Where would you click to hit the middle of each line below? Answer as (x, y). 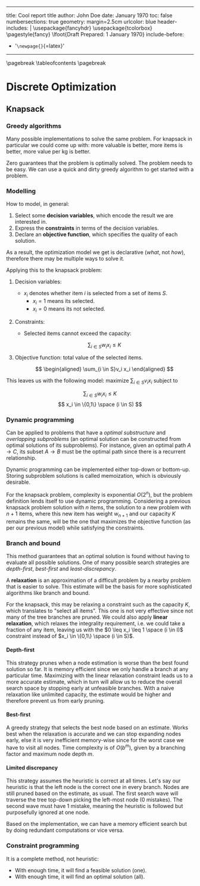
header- (167, 22)
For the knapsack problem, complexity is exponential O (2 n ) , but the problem (99, 494)
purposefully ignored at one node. (48, 812)
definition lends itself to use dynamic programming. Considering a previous (99, 501)
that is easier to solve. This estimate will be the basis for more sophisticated (99, 586)
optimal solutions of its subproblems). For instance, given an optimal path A (99, 445)
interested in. (31, 222)
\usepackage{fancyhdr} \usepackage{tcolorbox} (93, 28)
